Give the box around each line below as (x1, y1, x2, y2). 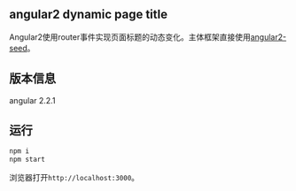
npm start (9, 155, 46, 164)
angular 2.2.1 (9, 95, 56, 105)
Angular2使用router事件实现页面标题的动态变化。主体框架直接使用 (9, 31, 251, 42)
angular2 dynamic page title (9, 7, 168, 22)
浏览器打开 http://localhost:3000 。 (9, 172, 140, 183)
